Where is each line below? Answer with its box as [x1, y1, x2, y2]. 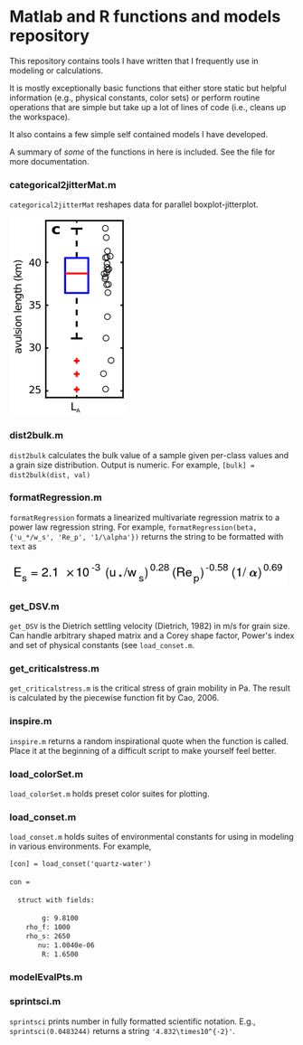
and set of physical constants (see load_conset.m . [9, 640, 195, 651]
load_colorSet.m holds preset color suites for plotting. [9, 788, 210, 799]
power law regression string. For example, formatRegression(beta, [9, 522, 258, 532]
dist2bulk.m [9, 429, 64, 442]
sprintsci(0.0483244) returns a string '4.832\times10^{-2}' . [9, 1025, 235, 1036]
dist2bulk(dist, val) [9, 470, 91, 480]
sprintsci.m [9, 995, 62, 1008]
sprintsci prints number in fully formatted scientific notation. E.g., [9, 1015, 256, 1027]
